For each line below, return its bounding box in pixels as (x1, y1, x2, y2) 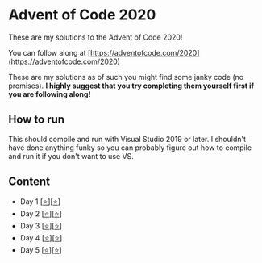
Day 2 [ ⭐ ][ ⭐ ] (19, 208, 62, 219)
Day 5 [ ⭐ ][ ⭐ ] (19, 244, 62, 255)
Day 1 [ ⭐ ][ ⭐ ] (19, 196, 61, 207)
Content (8, 175, 51, 189)
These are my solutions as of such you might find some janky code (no (8, 72, 244, 81)
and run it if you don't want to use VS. (8, 151, 135, 161)
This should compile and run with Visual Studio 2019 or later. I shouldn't (8, 134, 247, 144)
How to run (8, 113, 65, 127)
